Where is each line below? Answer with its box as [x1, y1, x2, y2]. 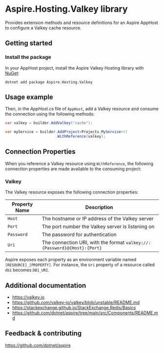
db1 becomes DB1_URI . [5, 267, 50, 273]
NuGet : [5, 70, 20, 76]
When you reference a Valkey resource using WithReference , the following [5, 160, 154, 166]
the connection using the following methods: [5, 111, 95, 117]
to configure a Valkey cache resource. [5, 25, 82, 30]
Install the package [5, 54, 51, 61]
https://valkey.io [12, 294, 45, 300]
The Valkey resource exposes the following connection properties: [5, 189, 139, 195]
